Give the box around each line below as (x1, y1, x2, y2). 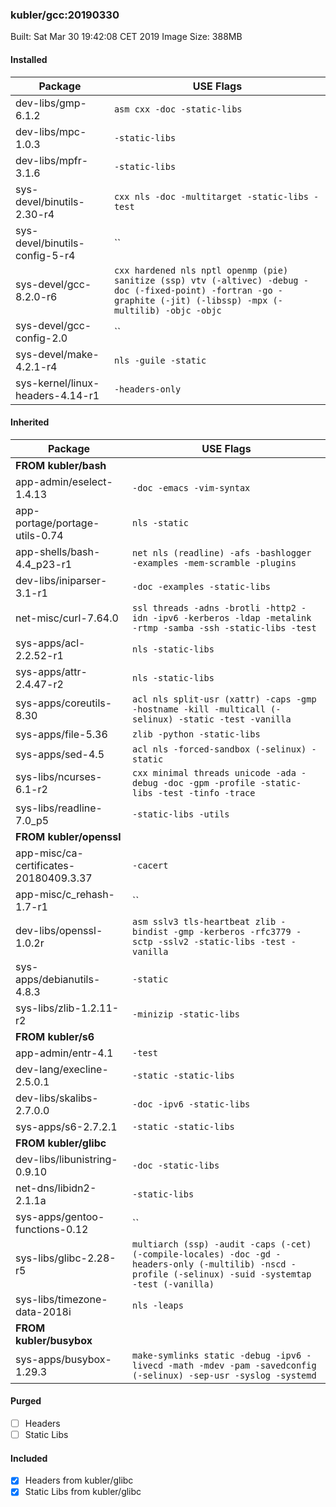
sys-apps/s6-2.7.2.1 (15, 1119, 118, 1133)
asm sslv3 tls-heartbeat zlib (132, 916, 277, 927)
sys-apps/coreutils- (15, 696, 113, 710)
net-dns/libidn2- (15, 1181, 97, 1195)
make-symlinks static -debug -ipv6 (132, 1349, 302, 1361)
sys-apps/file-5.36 (15, 727, 108, 741)
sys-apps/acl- (15, 636, 86, 650)
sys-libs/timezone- (15, 1292, 108, 1306)
